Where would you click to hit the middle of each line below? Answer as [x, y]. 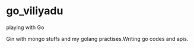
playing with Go [25, 27]
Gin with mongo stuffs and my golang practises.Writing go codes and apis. [97, 39]
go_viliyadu [35, 11]
